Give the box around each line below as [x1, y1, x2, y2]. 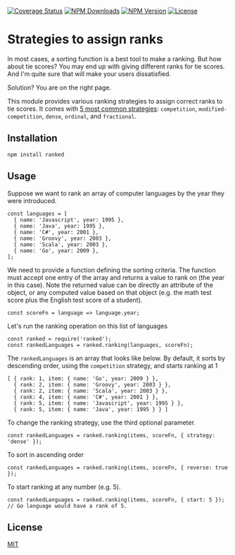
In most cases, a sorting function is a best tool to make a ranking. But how [7, 54, 222, 63]
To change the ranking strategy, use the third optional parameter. [7, 418, 196, 427]
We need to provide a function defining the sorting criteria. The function [7, 265, 216, 274]
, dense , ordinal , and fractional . [42, 111, 136, 120]
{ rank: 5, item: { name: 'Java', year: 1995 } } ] [13, 405, 169, 413]
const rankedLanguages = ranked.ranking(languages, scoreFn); [7, 341, 193, 348]
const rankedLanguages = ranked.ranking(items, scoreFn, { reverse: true [7, 464, 229, 471]
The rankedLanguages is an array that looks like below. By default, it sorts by [7, 353, 226, 362]
